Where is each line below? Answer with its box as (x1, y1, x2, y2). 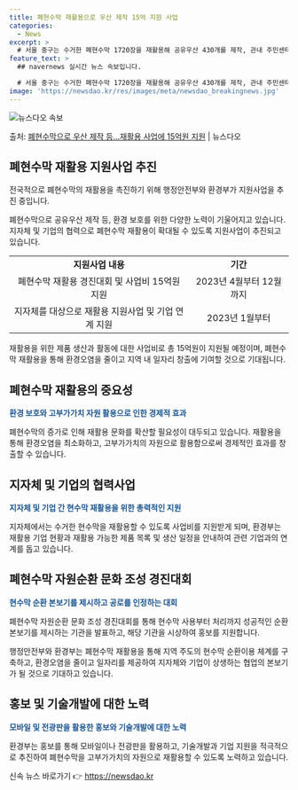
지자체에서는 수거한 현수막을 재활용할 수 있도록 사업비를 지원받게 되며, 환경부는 (9, 521, 282, 532)
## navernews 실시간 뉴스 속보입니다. (17, 63, 142, 72)
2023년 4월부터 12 (195, 276, 274, 288)
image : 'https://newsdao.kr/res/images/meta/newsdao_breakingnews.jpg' (9, 86, 279, 96)
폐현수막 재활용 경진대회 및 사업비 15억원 (17, 276, 181, 288)
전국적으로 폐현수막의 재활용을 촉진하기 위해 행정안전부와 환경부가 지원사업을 (9, 184, 275, 195)
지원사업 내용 (73, 259, 126, 271)
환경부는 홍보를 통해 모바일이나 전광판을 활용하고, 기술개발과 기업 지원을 (9, 740, 258, 751)
